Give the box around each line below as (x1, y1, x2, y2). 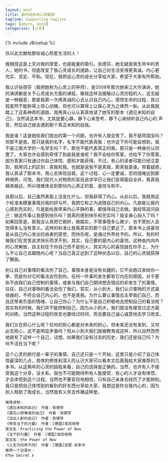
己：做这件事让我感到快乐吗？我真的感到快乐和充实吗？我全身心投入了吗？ (5, 212, 159, 219)
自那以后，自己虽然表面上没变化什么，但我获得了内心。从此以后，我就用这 (5, 194, 159, 200)
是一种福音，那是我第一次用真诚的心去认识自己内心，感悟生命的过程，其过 (5, 97, 159, 103)
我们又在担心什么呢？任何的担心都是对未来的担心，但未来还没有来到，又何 (5, 322, 159, 328)
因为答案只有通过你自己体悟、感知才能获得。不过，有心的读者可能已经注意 (5, 158, 159, 164)
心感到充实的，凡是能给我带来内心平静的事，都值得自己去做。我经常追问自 (5, 206, 159, 212)
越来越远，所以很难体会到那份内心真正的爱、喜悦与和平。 (5, 183, 124, 189)
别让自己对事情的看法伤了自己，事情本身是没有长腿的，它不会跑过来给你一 (5, 267, 159, 273)
